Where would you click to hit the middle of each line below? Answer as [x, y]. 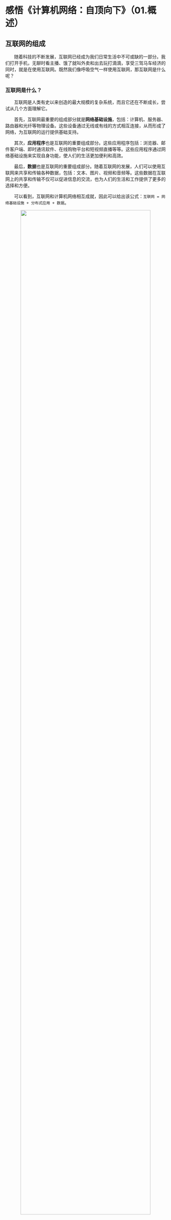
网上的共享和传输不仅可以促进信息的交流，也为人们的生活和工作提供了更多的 [85, 179]
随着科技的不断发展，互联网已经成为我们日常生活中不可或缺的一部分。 [88, 57]
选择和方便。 [19, 186]
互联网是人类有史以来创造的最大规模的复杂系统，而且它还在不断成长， [88, 102]
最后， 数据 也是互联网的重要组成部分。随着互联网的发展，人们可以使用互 [90, 166]
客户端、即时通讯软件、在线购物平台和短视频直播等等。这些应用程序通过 [85, 149]
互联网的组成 [25, 43]
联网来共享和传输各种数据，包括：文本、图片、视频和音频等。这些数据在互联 [85, 173]
